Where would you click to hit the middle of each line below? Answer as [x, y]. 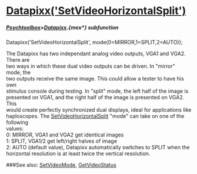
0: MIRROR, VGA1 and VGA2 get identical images [65, 135]
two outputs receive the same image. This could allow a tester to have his [95, 79]
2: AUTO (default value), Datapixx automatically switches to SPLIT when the [98, 148]
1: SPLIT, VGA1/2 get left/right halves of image [62, 141]
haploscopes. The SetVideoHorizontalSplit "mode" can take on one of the [95, 116]
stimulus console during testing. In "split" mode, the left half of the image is [97, 91]
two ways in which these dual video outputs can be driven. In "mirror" [91, 66]
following [17, 122]
